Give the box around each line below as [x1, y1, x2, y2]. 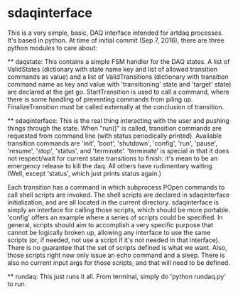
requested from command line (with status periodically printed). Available [7, 131, 222, 140]
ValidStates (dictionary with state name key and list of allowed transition [7, 65, 218, 73]
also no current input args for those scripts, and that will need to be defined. [7, 258, 231, 267]
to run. [7, 279, 27, 288]
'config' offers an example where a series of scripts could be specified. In [7, 213, 224, 222]
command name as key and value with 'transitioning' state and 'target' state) [7, 80, 232, 88]
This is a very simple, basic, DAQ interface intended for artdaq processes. [7, 28, 224, 37]
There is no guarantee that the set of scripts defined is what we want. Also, [7, 243, 227, 251]
